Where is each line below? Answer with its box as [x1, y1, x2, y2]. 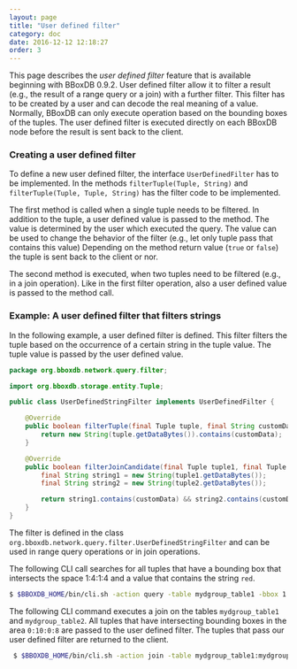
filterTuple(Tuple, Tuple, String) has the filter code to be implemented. [9, 188, 281, 198]
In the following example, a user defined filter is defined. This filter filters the [9, 329, 287, 341]
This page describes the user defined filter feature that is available [9, 70, 252, 81]
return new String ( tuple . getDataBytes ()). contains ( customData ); [41, 430, 283, 439]
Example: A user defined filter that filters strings [9, 310, 222, 322]
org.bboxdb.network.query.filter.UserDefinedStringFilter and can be [9, 536, 270, 547]
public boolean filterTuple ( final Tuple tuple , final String [25, 422, 255, 431]
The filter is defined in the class [9, 527, 124, 538]
